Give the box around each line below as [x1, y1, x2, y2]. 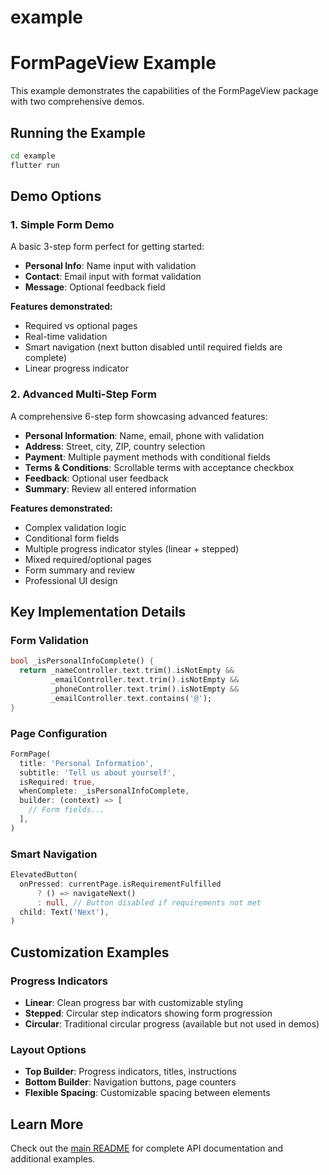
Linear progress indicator [24, 362, 129, 375]
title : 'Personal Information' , [19, 758, 155, 768]
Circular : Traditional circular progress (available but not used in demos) [24, 1018, 320, 1030]
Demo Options [10, 188, 102, 205]
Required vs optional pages [24, 320, 138, 332]
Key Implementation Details [10, 604, 187, 621]
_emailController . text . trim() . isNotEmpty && [50, 675, 240, 685]
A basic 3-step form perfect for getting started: [10, 241, 205, 253]
